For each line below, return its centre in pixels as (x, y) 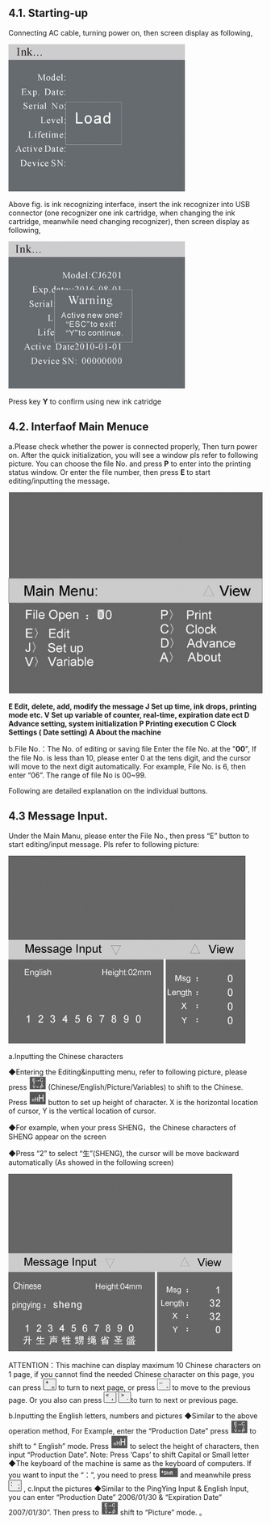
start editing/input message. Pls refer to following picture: (104, 844)
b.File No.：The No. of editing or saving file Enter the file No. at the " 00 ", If (132, 748)
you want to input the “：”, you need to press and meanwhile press (130, 1475)
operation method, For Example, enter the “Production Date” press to (132, 1430)
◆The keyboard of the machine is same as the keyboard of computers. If (130, 1463)
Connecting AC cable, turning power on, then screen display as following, (131, 32)
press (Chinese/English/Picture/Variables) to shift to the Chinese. (126, 1087)
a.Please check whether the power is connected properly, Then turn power (133, 446)
